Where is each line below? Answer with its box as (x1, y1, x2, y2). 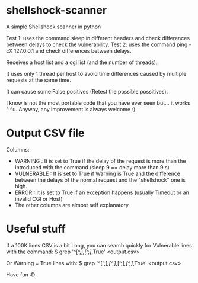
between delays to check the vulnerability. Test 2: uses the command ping (6, 41, 188, 48)
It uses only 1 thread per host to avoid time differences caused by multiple (6, 70, 187, 77)
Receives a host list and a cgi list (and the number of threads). (6, 59, 158, 66)
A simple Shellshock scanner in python (6, 23, 101, 30)
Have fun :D (6, 271, 36, 278)
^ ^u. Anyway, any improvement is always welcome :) (6, 105, 136, 112)
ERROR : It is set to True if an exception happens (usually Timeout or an (14, 189, 190, 196)
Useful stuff (6, 223, 66, 236)
